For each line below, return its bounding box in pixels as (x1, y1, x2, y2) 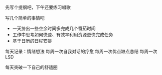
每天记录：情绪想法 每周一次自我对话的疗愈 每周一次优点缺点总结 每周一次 (5, 49, 158, 54)
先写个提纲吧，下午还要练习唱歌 (5, 4, 71, 10)
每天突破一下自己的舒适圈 (5, 64, 58, 70)
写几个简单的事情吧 (5, 15, 45, 21)
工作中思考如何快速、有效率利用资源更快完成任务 (12, 32, 113, 37)
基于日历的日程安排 (12, 38, 52, 44)
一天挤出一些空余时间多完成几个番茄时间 (12, 25, 96, 31)
